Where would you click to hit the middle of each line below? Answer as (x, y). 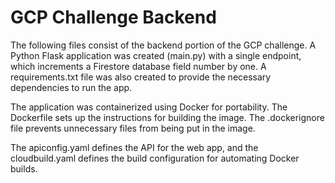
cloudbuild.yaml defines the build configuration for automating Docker (155, 158)
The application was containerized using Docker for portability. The (149, 107)
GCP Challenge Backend (113, 17)
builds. (24, 168)
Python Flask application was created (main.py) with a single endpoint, (156, 55)
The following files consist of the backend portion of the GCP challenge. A (163, 45)
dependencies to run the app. (71, 87)
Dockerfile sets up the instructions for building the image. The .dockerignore (167, 117)
